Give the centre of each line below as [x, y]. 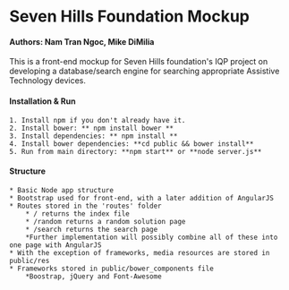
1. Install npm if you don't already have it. [98, 120]
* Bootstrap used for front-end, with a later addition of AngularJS [142, 198]
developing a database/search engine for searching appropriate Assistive [144, 71]
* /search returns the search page [92, 229]
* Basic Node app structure [62, 190]
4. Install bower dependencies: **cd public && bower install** [132, 144]
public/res [30, 260]
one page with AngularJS [55, 245]
